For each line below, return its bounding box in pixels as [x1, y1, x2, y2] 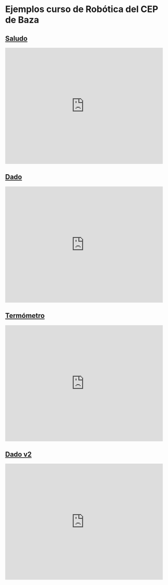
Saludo [5, 34, 27, 43]
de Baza [5, 14, 39, 26]
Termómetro [5, 311, 45, 320]
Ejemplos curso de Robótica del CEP [5, 4, 158, 15]
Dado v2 [5, 450, 32, 459]
